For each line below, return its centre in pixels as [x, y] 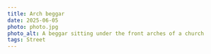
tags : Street [27, 40]
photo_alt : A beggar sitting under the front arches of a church [105, 33]
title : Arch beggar [36, 14]
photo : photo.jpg [33, 27]
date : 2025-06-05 [33, 20]
